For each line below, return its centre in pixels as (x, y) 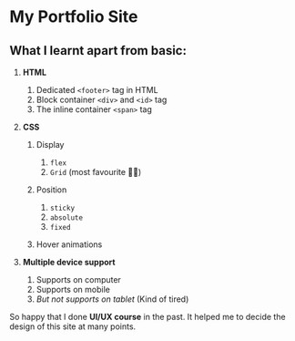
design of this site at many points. (73, 326)
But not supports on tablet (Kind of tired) (112, 299)
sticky (62, 208)
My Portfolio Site (74, 17)
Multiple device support (69, 262)
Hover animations (69, 244)
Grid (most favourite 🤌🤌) (96, 172)
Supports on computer (78, 279)
